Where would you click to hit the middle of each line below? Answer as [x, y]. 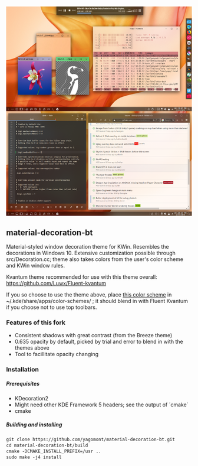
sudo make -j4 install [34, 457]
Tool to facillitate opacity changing [57, 354]
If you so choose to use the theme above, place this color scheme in [89, 294]
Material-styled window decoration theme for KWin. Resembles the [88, 246]
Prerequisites [23, 383]
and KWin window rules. [36, 265]
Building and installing [34, 424]
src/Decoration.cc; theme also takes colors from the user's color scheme [95, 259]
